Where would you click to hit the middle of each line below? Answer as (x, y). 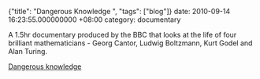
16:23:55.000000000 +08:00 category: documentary (95, 20)
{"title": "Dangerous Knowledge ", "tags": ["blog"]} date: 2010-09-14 (119, 11)
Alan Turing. (28, 51)
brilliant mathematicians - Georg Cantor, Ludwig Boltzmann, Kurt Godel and (130, 43)
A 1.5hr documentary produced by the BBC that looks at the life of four (123, 35)
